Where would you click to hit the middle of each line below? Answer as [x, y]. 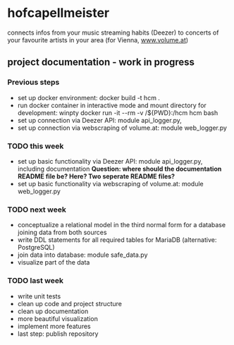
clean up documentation [53, 311]
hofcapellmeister [58, 13]
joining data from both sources [62, 232]
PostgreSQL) [36, 248]
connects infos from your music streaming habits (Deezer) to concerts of [113, 32]
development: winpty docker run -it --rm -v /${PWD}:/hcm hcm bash [118, 113]
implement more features [54, 326]
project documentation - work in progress [101, 62]
